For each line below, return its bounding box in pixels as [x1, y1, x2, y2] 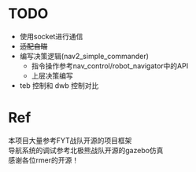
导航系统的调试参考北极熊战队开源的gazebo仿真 [8, 145, 164, 155]
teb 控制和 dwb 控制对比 [19, 80, 99, 90]
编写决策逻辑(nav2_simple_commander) [19, 51, 150, 60]
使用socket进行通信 [19, 31, 83, 41]
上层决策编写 [31, 71, 73, 80]
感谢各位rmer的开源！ [8, 155, 80, 165]
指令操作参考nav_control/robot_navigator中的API [31, 60, 189, 71]
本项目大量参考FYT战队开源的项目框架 [8, 135, 132, 145]
